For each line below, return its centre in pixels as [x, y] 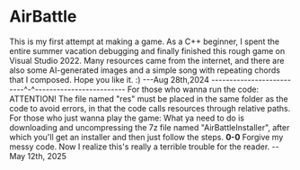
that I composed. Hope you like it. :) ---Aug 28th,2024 [109, 79]
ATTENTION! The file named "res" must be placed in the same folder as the [149, 98]
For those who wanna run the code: [193, 89]
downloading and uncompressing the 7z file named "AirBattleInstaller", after [150, 127]
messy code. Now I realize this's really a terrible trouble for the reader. [140, 147]
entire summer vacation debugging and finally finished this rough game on [147, 50]
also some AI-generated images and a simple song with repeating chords [145, 70]
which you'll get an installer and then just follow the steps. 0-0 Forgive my [146, 137]
